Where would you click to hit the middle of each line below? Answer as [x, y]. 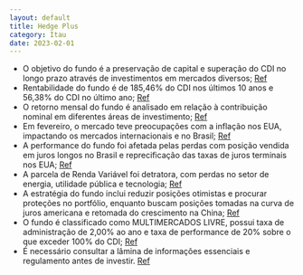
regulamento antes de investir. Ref [86, 261]
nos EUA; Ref [47, 165]
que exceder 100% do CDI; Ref [80, 242]
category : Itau [38, 34]
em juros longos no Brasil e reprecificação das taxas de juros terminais [155, 156]
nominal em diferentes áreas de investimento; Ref [115, 117]
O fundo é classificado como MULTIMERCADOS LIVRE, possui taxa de [153, 223]
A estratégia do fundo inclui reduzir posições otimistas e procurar [145, 194]
